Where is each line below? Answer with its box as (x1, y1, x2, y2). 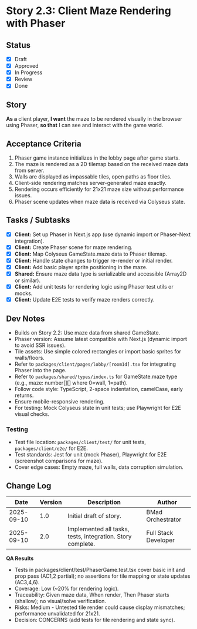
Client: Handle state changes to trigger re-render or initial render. (14, 257, 173, 264)
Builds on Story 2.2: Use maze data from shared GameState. (14, 329, 161, 336)
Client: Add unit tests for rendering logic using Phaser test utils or (14, 283, 174, 290)
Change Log (6, 481, 52, 491)
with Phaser (6, 16, 66, 30)
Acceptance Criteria (6, 138, 81, 148)
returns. (14, 392, 34, 399)
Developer (146, 536, 175, 544)
